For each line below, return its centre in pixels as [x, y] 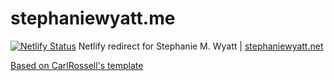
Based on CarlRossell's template [77, 65]
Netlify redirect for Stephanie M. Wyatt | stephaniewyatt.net [201, 46]
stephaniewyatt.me [93, 18]
